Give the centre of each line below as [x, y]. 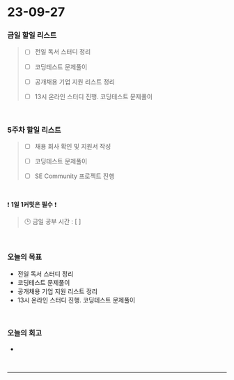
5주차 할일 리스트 [34, 130]
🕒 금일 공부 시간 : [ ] [53, 221]
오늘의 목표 [25, 257]
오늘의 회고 [25, 333]
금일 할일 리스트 [32, 36]
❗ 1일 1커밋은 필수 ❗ [32, 205]
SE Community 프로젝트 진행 [75, 176]
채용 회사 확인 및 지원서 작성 [73, 147]
